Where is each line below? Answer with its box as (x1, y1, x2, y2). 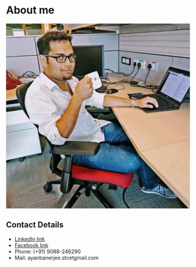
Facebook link (14, 241, 48, 249)
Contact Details (6, 220, 64, 230)
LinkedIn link (14, 235, 45, 242)
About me (6, 4, 55, 17)
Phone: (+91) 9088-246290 (14, 248, 81, 255)
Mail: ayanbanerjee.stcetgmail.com (14, 254, 99, 261)
